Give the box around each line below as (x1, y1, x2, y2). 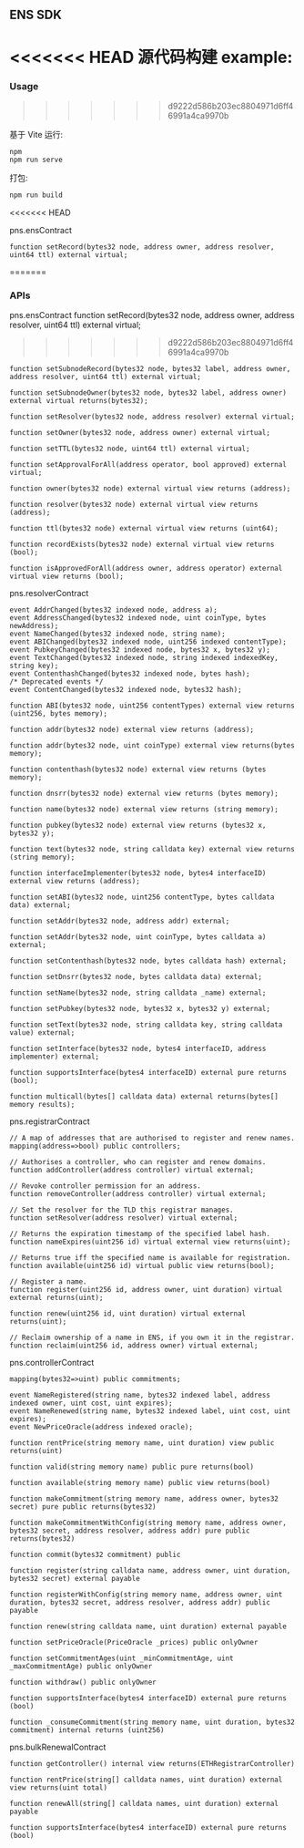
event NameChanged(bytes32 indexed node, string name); (9, 629, 226, 639)
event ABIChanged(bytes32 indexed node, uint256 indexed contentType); (9, 637, 287, 646)
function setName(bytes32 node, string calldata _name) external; (9, 988, 267, 997)
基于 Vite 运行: (9, 129, 64, 139)
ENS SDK (9, 7, 62, 23)
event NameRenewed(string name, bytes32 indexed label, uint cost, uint (9, 1407, 291, 1416)
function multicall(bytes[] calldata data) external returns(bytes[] (9, 1092, 279, 1101)
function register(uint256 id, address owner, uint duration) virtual (9, 1285, 283, 1295)
